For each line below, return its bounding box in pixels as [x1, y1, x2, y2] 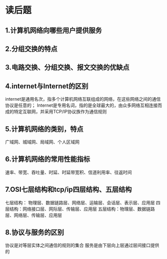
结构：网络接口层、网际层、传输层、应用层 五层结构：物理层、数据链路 [9, 206, 155, 212]
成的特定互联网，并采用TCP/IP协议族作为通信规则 [5, 109, 107, 115]
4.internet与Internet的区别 [5, 82, 89, 90]
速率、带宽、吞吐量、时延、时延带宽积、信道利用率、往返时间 [5, 169, 132, 175]
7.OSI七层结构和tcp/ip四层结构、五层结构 [5, 185, 132, 194]
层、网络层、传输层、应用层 [5, 212, 62, 218]
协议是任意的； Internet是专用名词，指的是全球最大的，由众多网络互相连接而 [5, 102, 163, 108]
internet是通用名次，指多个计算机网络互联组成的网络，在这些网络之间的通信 [5, 96, 161, 102]
